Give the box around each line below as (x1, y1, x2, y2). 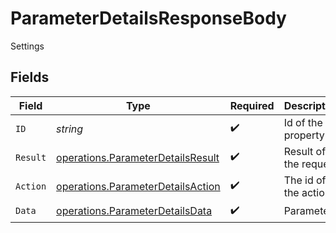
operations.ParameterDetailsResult (56, 150, 220, 164)
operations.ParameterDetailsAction (56, 179, 221, 193)
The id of (283, 173, 327, 187)
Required (229, 98, 275, 112)
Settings (10, 40, 45, 52)
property (283, 128, 325, 142)
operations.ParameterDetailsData (56, 204, 213, 218)
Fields (10, 69, 50, 86)
